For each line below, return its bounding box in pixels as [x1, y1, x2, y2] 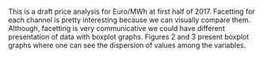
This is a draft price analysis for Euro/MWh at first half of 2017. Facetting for [8, 7, 255, 16]
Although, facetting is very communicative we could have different [8, 24, 226, 33]
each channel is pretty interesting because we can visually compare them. [8, 15, 251, 25]
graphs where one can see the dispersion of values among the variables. [8, 41, 246, 50]
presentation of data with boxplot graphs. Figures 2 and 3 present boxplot [8, 32, 250, 41]
